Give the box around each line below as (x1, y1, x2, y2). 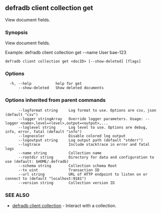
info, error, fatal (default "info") (5, 129, 82, 134)
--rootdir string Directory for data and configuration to (18, 155, 154, 160)
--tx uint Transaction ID (18, 168, 99, 173)
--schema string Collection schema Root (18, 163, 117, 168)
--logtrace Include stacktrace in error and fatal (18, 142, 150, 147)
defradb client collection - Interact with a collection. (12, 203, 116, 209)
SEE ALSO (5, 192, 30, 198)
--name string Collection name (18, 151, 102, 155)
